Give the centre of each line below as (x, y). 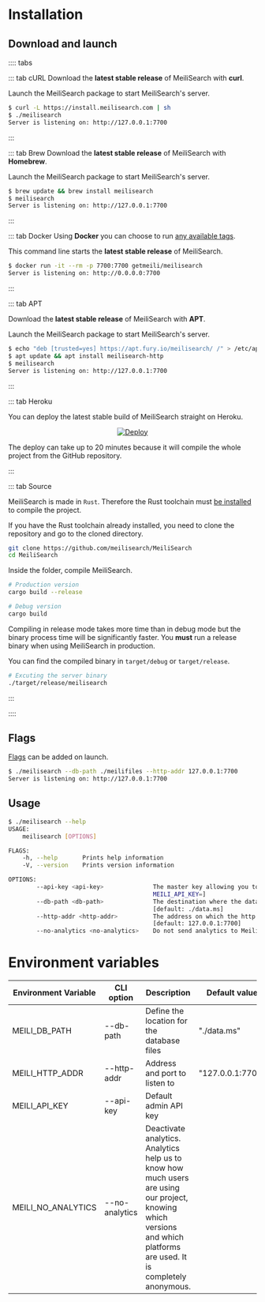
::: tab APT (25, 303)
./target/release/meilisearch (58, 683)
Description (168, 993)
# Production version (44, 585)
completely (166, 1277)
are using (162, 1188)
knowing (161, 1208)
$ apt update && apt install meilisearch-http (86, 356)
